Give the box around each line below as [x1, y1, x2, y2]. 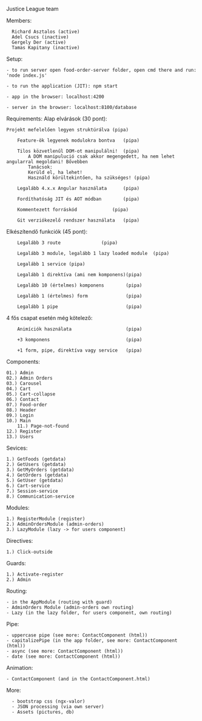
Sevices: [6, 444, 28, 451]
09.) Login [6, 413, 34, 419]
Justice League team [6, 5, 59, 12]
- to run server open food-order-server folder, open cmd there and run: [6, 67, 197, 73]
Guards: [6, 560, 26, 566]
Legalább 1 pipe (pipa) [17, 304, 143, 310]
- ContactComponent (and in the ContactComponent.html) [6, 676, 150, 682]
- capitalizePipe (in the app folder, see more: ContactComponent [6, 638, 178, 644]
